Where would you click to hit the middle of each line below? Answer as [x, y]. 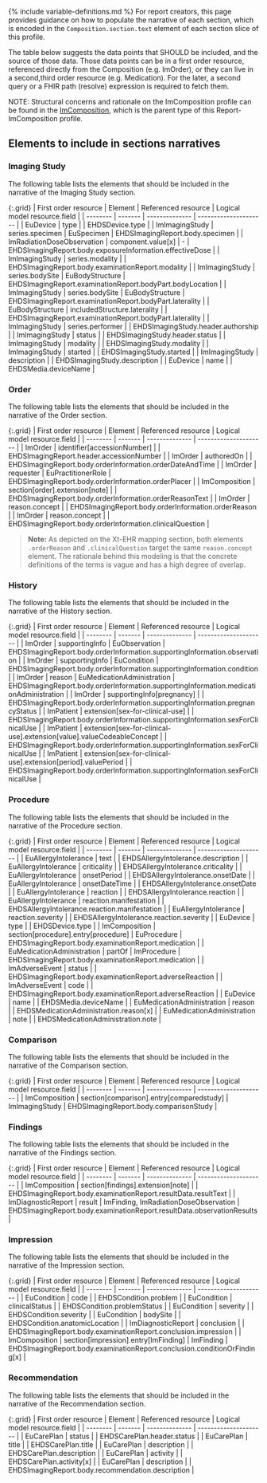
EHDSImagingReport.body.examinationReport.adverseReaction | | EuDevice [132, 993]
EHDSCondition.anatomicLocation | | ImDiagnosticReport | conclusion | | [126, 1324]
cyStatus [23, 711]
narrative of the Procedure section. [66, 825]
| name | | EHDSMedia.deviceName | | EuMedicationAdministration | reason [132, 1002]
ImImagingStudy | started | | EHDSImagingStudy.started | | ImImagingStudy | [133, 352]
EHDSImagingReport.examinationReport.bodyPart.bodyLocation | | [117, 284]
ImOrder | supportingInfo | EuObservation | [95, 643]
